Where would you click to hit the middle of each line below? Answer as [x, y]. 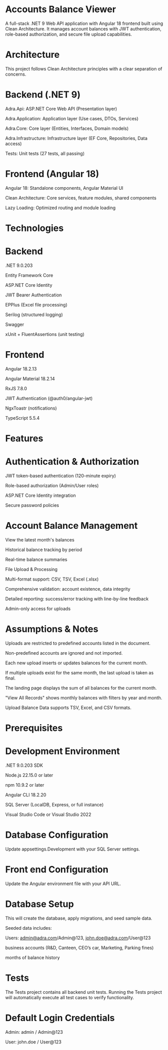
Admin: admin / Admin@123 [34, 1032]
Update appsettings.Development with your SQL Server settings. [73, 849]
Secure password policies [32, 505]
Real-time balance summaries [36, 559]
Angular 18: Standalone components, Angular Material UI [64, 188]
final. [11, 678]
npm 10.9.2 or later [25, 785]
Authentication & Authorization [72, 462]
